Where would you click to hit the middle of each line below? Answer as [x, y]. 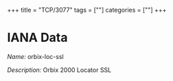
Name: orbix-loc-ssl [35, 56]
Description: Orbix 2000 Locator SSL [59, 70]
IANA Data [37, 38]
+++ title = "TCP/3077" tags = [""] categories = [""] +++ [87, 10]
